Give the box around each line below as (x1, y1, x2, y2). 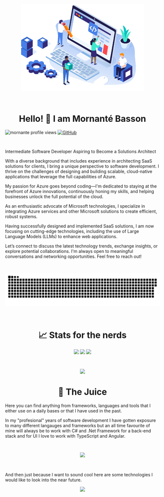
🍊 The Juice (58, 387, 107, 398)
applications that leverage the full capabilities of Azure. (5, 173, 117, 179)
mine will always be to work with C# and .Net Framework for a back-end (5, 428, 151, 434)
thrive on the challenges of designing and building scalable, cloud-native (5, 168, 153, 174)
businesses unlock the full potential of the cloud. (5, 193, 104, 199)
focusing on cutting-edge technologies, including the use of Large (5, 228, 139, 234)
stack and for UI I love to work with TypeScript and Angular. (5, 433, 126, 439)
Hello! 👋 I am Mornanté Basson (19, 113, 146, 124)
